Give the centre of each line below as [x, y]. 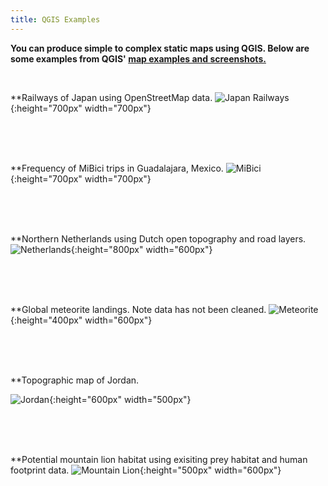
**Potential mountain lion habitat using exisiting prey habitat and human [159, 459]
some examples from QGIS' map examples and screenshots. [138, 58]
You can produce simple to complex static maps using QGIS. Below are [160, 48]
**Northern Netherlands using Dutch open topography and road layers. [158, 238]
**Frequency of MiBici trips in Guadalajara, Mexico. [117, 168]
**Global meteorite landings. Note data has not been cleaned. [138, 309]
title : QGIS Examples [55, 19]
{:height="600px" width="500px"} [120, 399]
